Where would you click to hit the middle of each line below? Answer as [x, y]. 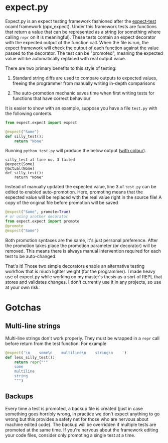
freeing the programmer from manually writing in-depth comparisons [84, 83]
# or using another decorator [37, 217]
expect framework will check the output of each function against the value [82, 48]
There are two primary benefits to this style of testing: [61, 68]
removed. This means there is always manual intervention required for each [83, 251]
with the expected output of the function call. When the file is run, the [77, 42]
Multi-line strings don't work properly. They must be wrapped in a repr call [82, 338]
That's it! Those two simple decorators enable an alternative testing [75, 266]
